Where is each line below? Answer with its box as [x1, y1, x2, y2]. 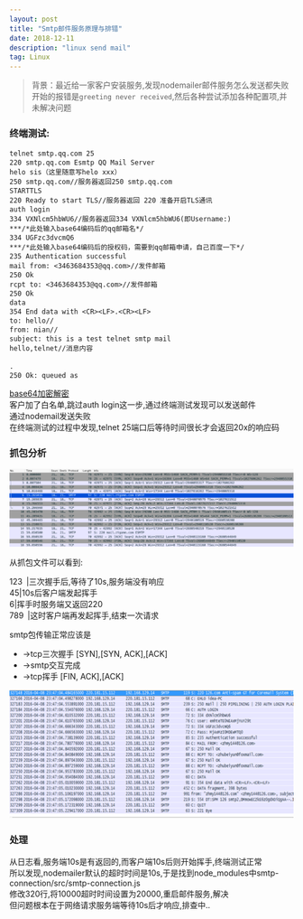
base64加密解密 [9, 389, 69, 399]
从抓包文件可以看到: [9, 557, 84, 568]
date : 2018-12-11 [9, 33, 75, 42]
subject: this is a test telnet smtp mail [9, 334, 171, 343]
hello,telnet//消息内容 [9, 344, 93, 353]
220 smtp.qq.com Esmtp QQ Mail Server [9, 158, 155, 167]
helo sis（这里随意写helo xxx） [9, 168, 122, 177]
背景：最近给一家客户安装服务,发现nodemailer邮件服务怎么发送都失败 [31, 80, 289, 90]
